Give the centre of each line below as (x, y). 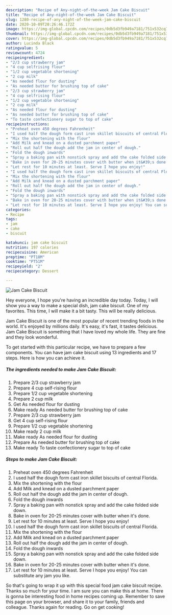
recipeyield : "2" (24, 266)
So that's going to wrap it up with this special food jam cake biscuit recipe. (84, 585)
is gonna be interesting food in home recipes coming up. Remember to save (85, 596)
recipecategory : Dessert (32, 271)
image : (13, 29)
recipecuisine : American (32, 252)
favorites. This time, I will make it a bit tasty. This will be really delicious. (81, 311)
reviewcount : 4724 (25, 53)
